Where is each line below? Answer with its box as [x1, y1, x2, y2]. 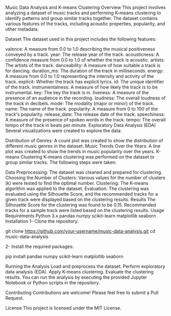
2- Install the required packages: [5, 243, 74, 249]
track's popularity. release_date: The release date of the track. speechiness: [5, 111, 165, 117]
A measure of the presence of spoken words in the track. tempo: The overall [5, 117, 166, 122]
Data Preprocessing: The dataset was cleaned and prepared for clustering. [5, 169, 162, 175]
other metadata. [5, 26, 39, 32]
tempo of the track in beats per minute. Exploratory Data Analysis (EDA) [5, 122, 156, 128]
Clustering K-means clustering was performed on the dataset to [20, 154, 155, 160]
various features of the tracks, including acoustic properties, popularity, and [5, 20, 165, 27]
